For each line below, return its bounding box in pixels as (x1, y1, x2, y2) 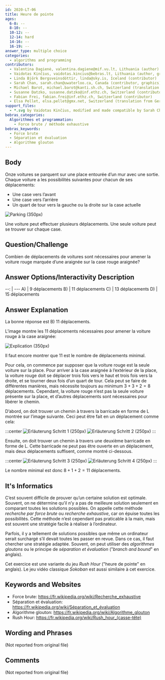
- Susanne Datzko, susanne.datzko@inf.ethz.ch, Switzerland (9, 90, 135, 95)
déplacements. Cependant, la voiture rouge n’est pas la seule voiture (5, 388, 144, 394)
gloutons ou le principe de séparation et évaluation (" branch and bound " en (5, 546, 159, 552)
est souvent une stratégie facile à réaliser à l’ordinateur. (5, 521, 117, 527)
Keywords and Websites (5, 580, 81, 589)
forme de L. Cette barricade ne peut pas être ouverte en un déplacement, (5, 443, 154, 449)
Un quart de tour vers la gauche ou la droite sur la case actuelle (12, 202, 141, 207)
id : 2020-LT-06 (5, 7, 36, 12)
